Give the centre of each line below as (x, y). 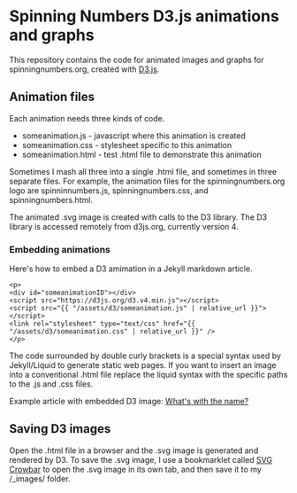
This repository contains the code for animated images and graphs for (137, 59)
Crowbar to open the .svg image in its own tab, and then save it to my (136, 469)
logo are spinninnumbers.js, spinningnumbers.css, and (109, 190)
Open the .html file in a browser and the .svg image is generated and (134, 450)
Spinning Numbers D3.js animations (145, 16)
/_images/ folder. (40, 478)
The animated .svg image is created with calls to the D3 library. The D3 (138, 217)
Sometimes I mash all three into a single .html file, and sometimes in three (143, 171)
